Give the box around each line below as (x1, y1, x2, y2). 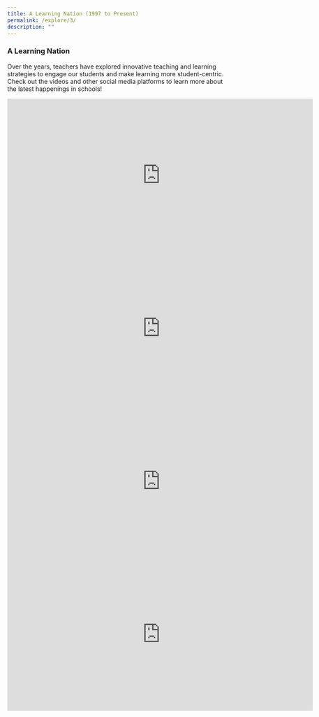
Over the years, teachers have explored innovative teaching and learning (7, 62, 216, 71)
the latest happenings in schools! (7, 85, 103, 93)
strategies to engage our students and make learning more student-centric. (7, 69, 224, 78)
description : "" (7, 23, 54, 30)
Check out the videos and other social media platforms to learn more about (7, 77, 223, 85)
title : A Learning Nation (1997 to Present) (7, 10, 139, 17)
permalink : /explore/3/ (7, 17, 77, 24)
